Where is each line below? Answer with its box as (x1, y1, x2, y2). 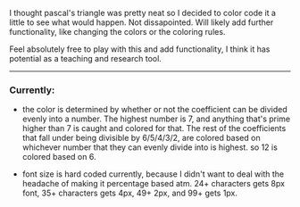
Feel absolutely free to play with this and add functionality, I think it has (9, 44, 271, 54)
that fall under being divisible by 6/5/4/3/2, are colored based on (21, 133, 261, 144)
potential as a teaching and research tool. (9, 54, 162, 63)
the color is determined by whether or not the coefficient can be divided (21, 104, 287, 115)
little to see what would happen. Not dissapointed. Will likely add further (9, 17, 274, 28)
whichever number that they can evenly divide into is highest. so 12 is (21, 142, 279, 153)
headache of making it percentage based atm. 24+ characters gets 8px (21, 178, 286, 189)
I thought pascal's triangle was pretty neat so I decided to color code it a (9, 8, 277, 18)
